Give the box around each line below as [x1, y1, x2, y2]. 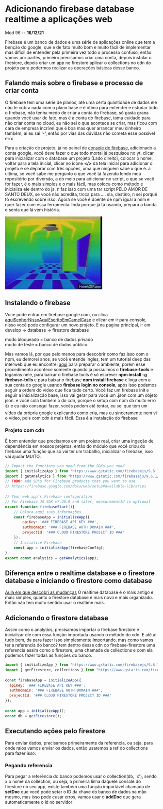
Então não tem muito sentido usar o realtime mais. [5, 600, 105, 606]
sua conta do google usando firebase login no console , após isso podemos [5, 382, 157, 388]
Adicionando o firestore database [5, 614, 109, 622]
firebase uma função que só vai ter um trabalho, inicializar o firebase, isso [5, 448, 153, 454]
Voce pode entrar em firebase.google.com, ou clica [5, 311, 108, 317]
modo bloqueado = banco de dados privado [5, 336, 93, 342]
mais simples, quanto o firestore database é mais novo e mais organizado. [5, 595, 153, 600]
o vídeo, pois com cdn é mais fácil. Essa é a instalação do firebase [5, 415, 138, 421]
